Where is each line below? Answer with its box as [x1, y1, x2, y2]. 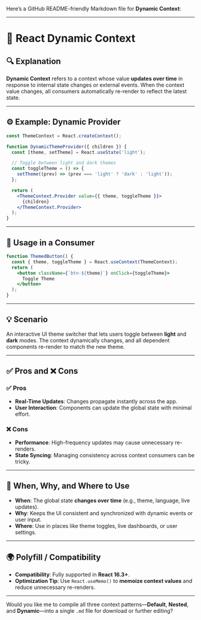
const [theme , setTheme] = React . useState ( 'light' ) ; [11, 149, 146, 155]
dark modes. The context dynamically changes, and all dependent [6, 336, 170, 344]
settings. [14, 528, 37, 536]
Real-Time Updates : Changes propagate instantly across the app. [14, 397, 178, 405]
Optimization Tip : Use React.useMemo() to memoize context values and [14, 578, 193, 585]
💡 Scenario [6, 314, 48, 325]
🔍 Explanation [6, 56, 61, 66]
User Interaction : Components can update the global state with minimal [14, 404, 192, 411]
